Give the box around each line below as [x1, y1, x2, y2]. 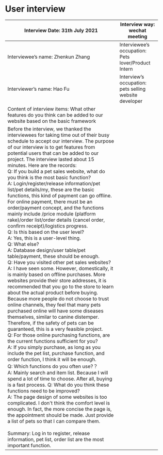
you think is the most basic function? [7, 174, 91, 180]
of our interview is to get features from [7, 144, 96, 150]
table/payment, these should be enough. [7, 253, 100, 260]
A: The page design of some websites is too [7, 393, 108, 400]
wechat [129, 27, 147, 33]
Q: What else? [7, 241, 39, 247]
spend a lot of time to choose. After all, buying [7, 375, 113, 382]
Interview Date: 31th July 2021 [24, 27, 98, 33]
